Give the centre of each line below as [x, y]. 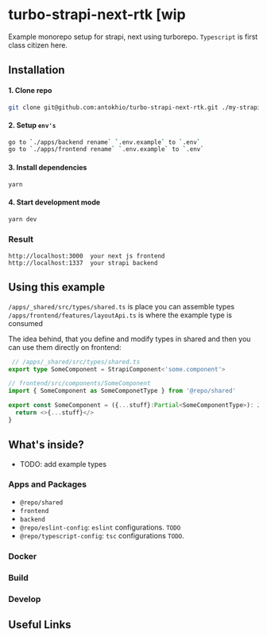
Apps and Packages [48, 484]
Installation [37, 70]
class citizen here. [38, 45]
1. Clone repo [30, 90]
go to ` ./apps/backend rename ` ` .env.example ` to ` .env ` [104, 142]
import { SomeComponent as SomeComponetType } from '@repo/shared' [122, 391]
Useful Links [40, 625]
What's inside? [46, 445]
